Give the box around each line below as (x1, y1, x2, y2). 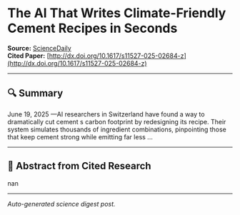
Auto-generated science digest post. (7, 199, 116, 208)
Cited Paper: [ (7, 51, 50, 60)
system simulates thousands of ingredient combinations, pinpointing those (7, 125, 226, 134)
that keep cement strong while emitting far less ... (7, 132, 154, 141)
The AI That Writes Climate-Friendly (7, 5, 226, 21)
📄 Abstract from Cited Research (7, 160, 151, 172)
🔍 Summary (7, 87, 64, 99)
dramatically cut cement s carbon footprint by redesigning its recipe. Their (7, 117, 226, 126)
